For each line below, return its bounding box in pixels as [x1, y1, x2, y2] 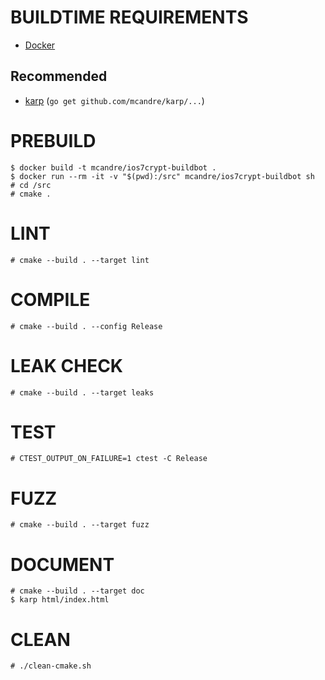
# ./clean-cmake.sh [10, 661, 92, 671]
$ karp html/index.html [10, 595, 110, 605]
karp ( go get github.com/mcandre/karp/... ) [24, 94, 205, 106]
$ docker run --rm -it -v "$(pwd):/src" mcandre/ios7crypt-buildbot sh [10, 171, 315, 181]
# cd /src [10, 180, 52, 190]
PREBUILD [10, 129, 97, 152]
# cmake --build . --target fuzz [10, 520, 150, 530]
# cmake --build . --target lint [10, 255, 150, 265]
